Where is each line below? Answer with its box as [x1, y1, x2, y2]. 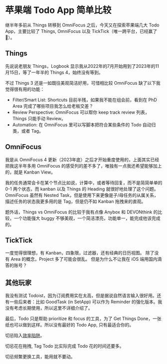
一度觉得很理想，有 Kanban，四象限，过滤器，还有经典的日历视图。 [5, 250, 145, 256]
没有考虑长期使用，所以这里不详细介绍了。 [5, 305, 93, 311]
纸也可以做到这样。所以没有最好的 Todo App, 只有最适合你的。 [5, 322, 134, 328]
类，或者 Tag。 [12, 128, 44, 134]
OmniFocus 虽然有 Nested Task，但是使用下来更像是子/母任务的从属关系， [5, 192, 159, 198]
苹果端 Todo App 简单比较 [5, 4, 112, 16]
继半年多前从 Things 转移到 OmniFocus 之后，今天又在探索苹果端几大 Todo [5, 22, 160, 28]
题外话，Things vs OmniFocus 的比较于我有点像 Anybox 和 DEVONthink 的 [5, 209, 158, 215]
